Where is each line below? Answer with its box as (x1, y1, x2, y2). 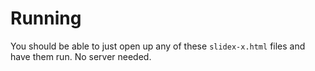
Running (10, 7, 82, 30)
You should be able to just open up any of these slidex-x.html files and (10, 40, 306, 52)
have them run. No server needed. (10, 50, 152, 62)
